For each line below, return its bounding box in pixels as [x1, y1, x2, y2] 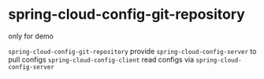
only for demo [8, 31, 54, 41]
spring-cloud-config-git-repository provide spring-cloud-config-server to [8, 46, 257, 56]
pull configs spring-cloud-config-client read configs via [8, 55, 195, 64]
